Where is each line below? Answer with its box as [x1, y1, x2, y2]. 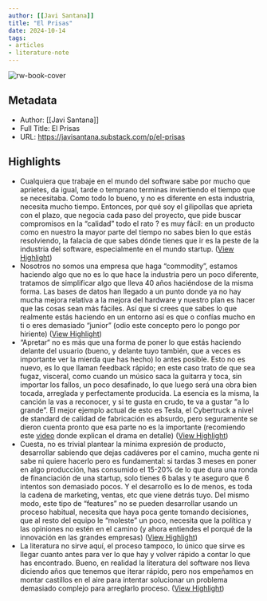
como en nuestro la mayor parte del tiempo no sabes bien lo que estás [19, 227, 252, 236]
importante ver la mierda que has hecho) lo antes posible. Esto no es [19, 354, 245, 364]
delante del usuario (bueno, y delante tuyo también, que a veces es [19, 346, 241, 355]
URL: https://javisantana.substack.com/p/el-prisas [19, 132, 186, 141]
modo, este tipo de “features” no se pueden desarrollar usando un [19, 498, 238, 508]
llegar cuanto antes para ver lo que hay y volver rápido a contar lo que [19, 549, 251, 559]
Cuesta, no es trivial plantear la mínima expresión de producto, [19, 439, 226, 449]
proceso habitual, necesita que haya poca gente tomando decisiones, [19, 507, 249, 516]
